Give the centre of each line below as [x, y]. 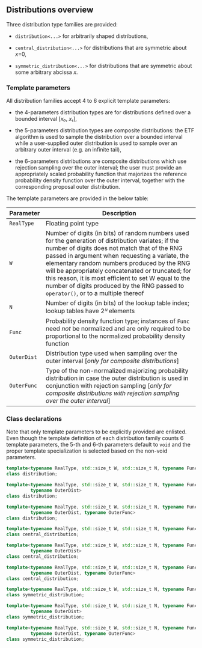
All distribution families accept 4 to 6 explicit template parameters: [88, 101]
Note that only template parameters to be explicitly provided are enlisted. [96, 432]
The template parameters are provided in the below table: [78, 198]
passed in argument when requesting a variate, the [117, 256]
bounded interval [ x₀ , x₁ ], [46, 119]
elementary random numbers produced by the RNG [118, 263]
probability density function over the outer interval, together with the [100, 180]
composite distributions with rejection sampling [112, 393]
